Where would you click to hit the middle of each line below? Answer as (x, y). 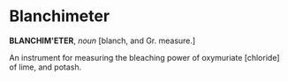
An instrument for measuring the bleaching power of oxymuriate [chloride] (144, 57)
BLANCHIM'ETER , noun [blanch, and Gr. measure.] (102, 40)
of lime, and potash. (45, 67)
